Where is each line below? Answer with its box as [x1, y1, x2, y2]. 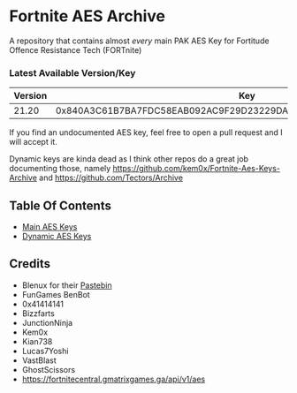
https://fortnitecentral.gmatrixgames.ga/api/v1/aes [21, 374, 206, 384]
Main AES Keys [21, 222, 78, 232]
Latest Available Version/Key [9, 66, 136, 79]
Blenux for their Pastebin [21, 280, 112, 291]
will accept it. [9, 137, 57, 147]
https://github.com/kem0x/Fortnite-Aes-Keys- [112, 163, 281, 174]
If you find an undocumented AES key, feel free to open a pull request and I [9, 127, 283, 138]
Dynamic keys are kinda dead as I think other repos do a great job [9, 154, 249, 164]
